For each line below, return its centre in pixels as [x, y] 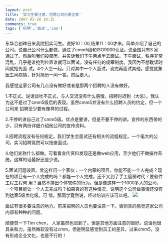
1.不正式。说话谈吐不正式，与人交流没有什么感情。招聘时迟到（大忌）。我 [80, 96]
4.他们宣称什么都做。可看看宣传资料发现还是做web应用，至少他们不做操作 [82, 153]
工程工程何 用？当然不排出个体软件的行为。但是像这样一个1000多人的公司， [83, 183]
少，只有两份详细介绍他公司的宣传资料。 [47, 126]
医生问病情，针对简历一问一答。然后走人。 [49, 75]
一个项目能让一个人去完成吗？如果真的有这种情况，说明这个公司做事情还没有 [84, 189]
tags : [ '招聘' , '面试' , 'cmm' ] [34, 29]
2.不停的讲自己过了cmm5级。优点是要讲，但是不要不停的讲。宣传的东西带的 [84, 119]
